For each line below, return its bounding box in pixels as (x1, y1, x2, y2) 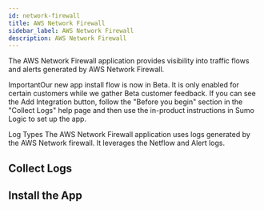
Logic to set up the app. (8, 114, 86, 124)
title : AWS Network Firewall (8, 19, 106, 27)
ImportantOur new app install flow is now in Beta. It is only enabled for (8, 80, 240, 90)
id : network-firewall (8, 11, 81, 20)
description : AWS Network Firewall (8, 34, 127, 42)
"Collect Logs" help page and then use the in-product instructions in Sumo (8, 106, 254, 115)
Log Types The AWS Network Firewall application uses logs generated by (8, 130, 250, 139)
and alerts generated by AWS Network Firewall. (8, 65, 165, 75)
